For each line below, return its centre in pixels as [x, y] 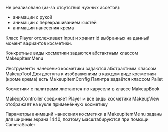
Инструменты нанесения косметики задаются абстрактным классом [81, 68]
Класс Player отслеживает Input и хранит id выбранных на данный [77, 38]
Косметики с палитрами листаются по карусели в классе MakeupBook [82, 89]
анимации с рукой [32, 17]
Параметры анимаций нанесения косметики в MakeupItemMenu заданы [84, 114]
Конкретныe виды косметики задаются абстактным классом [72, 53]
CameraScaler [20, 125]
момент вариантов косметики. [39, 43]
